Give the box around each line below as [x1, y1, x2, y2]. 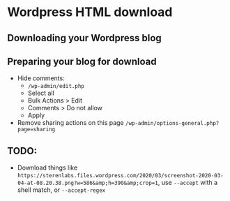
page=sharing [17, 126, 56, 133]
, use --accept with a [158, 179, 218, 187]
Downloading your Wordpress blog [7, 32, 162, 44]
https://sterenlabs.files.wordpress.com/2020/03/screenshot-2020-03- [17, 172, 224, 179]
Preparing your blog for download [7, 55, 157, 67]
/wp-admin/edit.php [27, 83, 85, 90]
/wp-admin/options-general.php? [125, 120, 220, 127]
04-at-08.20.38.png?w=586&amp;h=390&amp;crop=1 [17, 179, 158, 187]
